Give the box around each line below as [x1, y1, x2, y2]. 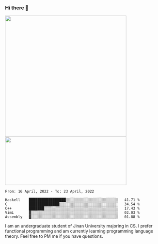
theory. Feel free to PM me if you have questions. [5, 233, 103, 239]
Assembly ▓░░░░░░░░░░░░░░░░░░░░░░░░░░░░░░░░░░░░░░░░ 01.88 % [5, 214, 140, 220]
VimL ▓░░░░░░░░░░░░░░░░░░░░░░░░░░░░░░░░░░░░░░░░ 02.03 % [5, 211, 140, 215]
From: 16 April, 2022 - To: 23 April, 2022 [5, 189, 95, 194]
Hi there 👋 [5, 4, 29, 11]
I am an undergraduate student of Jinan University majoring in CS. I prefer [5, 223, 153, 229]
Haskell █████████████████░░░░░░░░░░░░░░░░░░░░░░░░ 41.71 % [5, 197, 140, 203]
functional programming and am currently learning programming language [5, 228, 154, 234]
